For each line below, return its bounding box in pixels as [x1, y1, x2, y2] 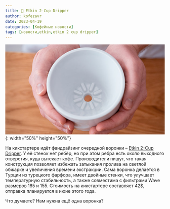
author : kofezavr [5, 13, 42, 19]
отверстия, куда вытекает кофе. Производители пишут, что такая [5, 155, 147, 162]
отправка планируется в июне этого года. [5, 188, 96, 194]
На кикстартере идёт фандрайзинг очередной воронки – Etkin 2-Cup [5, 145, 154, 151]
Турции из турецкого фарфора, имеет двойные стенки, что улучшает [5, 171, 154, 178]
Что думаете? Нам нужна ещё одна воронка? [5, 198, 104, 204]
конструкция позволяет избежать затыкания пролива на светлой [5, 161, 147, 167]
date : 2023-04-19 [5, 19, 42, 24]
